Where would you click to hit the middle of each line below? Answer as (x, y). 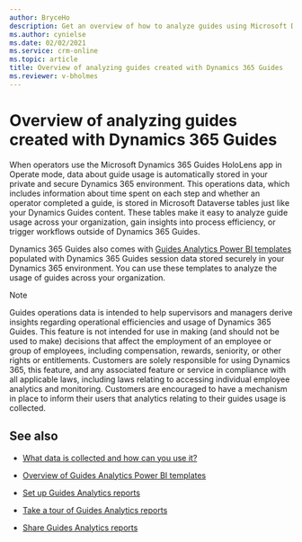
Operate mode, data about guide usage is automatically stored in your (138, 174)
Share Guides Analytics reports (80, 528)
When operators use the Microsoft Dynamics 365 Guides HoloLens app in (146, 164)
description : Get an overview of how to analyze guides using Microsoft (148, 26)
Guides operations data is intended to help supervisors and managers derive (151, 312)
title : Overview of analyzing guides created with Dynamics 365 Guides (146, 68)
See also (34, 436)
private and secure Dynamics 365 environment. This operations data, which (150, 183)
